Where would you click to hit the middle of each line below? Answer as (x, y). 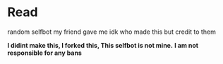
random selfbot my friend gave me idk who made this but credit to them (112, 32)
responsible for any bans (45, 53)
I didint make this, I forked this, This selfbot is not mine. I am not (103, 45)
